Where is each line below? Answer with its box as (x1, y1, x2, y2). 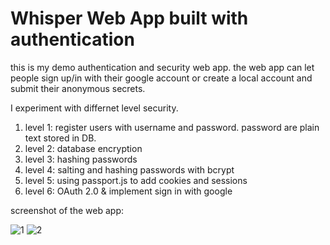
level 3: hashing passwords (24, 153, 138, 165)
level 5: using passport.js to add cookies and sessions (24, 174, 248, 186)
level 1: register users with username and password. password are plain (24, 121, 320, 133)
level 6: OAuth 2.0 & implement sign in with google (24, 185, 233, 197)
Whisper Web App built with (10, 7, 249, 30)
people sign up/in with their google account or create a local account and (10, 72, 313, 84)
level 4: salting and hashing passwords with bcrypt (24, 163, 235, 176)
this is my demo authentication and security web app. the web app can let (10, 61, 315, 73)
